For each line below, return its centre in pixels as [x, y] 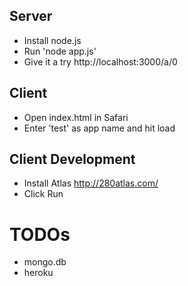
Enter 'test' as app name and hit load [99, 128]
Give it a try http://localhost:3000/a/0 [100, 61]
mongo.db [45, 262]
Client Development [72, 159]
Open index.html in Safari [76, 117]
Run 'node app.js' [60, 51]
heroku [38, 273]
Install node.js [52, 40]
